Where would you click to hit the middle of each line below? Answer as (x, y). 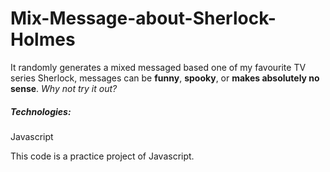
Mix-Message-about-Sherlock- (143, 18)
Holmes (43, 39)
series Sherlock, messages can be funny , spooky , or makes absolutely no (165, 78)
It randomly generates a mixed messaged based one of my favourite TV (158, 67)
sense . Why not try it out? (64, 88)
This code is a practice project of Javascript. (102, 156)
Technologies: (41, 111)
